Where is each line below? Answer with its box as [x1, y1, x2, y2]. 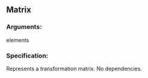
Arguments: [6, 23, 42, 31]
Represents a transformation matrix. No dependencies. [6, 65, 143, 72]
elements [6, 36, 29, 44]
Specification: [6, 51, 49, 59]
